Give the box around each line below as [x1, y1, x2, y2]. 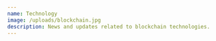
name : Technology [7, 10, 58, 17]
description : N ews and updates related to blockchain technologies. [7, 23, 210, 30]
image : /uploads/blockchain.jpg [7, 17, 101, 24]
